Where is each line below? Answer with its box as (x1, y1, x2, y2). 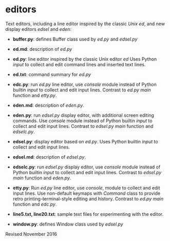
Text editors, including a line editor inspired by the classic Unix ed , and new (5, 21, 165, 27)
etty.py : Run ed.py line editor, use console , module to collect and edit (12, 184, 160, 191)
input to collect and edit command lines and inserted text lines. (12, 61, 146, 67)
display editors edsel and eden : (5, 26, 72, 32)
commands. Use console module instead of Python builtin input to (12, 117, 153, 124)
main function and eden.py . (12, 175, 71, 181)
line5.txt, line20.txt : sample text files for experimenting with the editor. (12, 211, 163, 217)
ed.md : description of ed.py (12, 46, 72, 52)
